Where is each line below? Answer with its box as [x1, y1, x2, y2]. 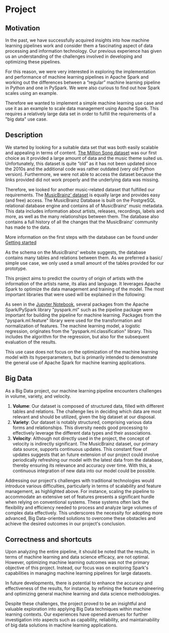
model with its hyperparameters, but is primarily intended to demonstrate [5, 354, 157, 360]
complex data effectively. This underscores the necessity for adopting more [5, 510, 163, 516]
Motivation [5, 24, 40, 32]
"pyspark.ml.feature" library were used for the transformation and [5, 317, 142, 323]
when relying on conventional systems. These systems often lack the [5, 499, 149, 505]
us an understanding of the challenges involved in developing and [5, 53, 142, 59]
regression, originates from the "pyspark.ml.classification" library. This [5, 328, 152, 334]
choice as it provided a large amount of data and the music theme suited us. [5, 155, 163, 161]
